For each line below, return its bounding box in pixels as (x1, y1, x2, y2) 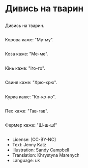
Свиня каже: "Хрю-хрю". (5, 80, 58, 85)
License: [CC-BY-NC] (12, 136, 56, 142)
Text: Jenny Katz (12, 141, 47, 147)
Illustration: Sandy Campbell (12, 147, 70, 153)
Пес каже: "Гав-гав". (5, 108, 49, 113)
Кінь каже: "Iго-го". (5, 65, 46, 71)
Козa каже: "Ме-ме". (5, 51, 49, 57)
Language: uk (12, 157, 40, 163)
